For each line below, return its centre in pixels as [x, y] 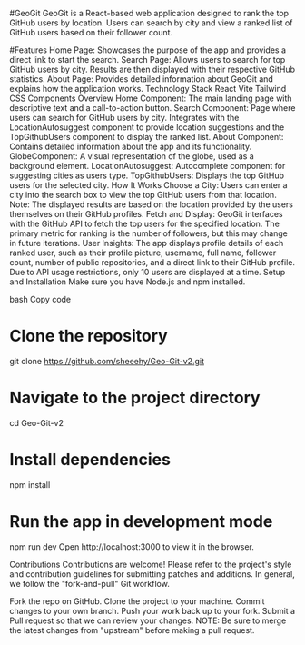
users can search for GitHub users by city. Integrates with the [124, 118]
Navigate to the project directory [135, 398]
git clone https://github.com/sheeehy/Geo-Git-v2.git [107, 361]
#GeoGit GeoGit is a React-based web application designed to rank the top [149, 13]
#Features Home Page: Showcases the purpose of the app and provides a [148, 50]
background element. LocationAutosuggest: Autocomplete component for [148, 166]
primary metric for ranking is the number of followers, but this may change [149, 233]
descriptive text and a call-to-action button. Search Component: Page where [152, 108]
